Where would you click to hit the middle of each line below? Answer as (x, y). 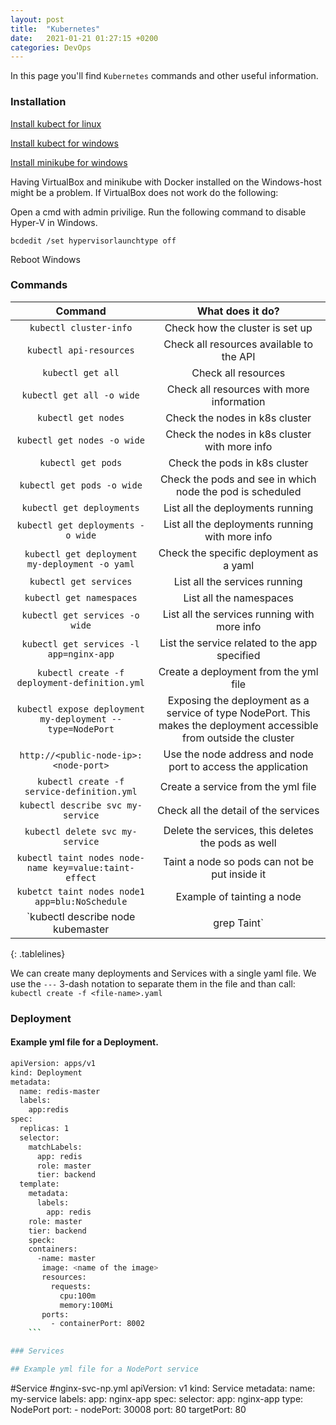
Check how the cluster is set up (238, 328)
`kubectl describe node (81, 916)
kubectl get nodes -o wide (80, 440)
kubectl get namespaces (81, 597)
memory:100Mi (86, 1305)
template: (39, 1184)
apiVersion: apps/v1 (53, 1063)
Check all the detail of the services (238, 810)
